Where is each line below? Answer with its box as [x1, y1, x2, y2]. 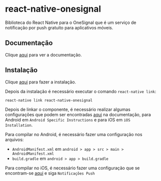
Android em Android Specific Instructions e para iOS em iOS [5, 117, 131, 122]
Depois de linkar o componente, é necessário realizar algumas [5, 106, 131, 112]
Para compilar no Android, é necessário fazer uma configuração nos [5, 131, 142, 137]
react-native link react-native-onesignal [5, 98, 93, 103]
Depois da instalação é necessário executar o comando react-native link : [5, 88, 157, 94]
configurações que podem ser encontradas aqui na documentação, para [5, 111, 151, 118]
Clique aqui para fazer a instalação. [5, 79, 77, 85]
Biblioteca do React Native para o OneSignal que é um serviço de [5, 20, 137, 25]
